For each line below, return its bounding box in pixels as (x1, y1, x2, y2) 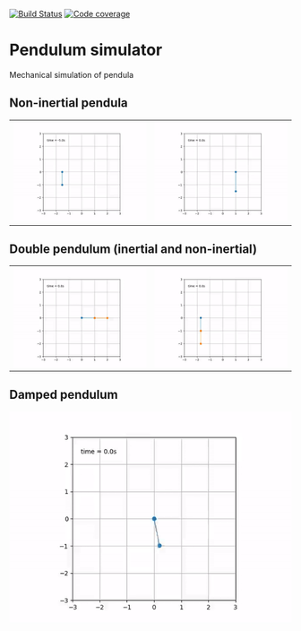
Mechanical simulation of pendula (9, 69, 134, 80)
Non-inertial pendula (9, 95, 128, 111)
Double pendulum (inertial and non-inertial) (9, 241, 258, 256)
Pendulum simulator (9, 40, 163, 60)
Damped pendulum (9, 387, 118, 402)
